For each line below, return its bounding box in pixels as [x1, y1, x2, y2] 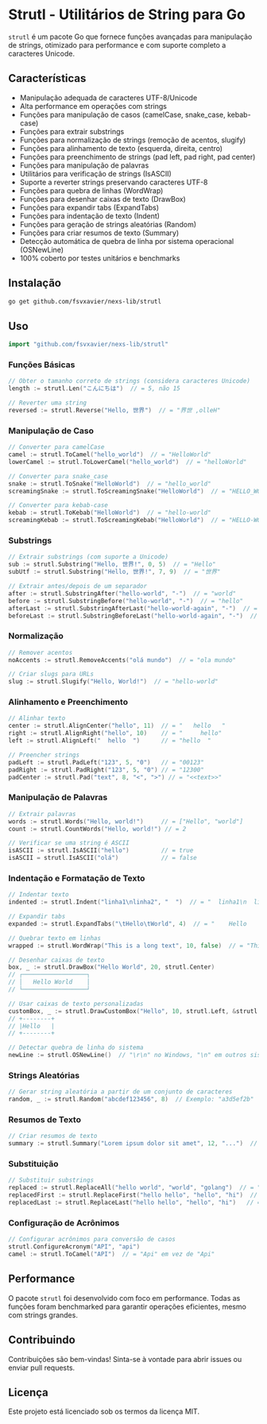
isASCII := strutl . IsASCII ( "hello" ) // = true [8, 846, 194, 855]
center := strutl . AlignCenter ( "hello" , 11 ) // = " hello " [8, 722, 226, 730]
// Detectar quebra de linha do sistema [8, 1043, 145, 1052]
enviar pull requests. [8, 1363, 75, 1372]
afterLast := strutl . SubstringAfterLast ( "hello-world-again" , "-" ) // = [8, 604, 258, 613]
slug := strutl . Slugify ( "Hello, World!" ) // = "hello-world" [8, 678, 219, 686]
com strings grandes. [8, 1310, 78, 1320]
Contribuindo [8, 1333, 75, 1347]
